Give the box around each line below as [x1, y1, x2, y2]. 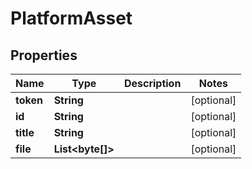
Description [123, 77, 182, 90]
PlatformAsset [10, 7, 133, 30]
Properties [10, 47, 78, 64]
